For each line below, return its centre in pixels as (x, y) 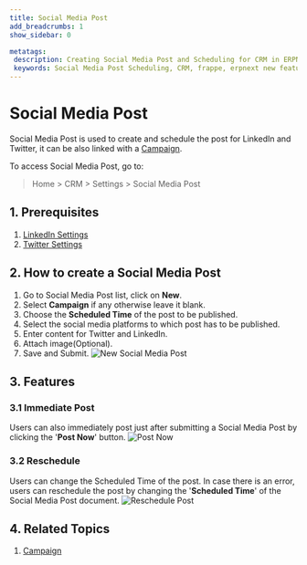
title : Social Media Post (58, 18)
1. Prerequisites (54, 212)
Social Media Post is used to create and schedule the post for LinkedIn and (150, 139)
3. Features (42, 381)
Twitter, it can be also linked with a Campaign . (96, 148)
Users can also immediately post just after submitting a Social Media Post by (153, 428)
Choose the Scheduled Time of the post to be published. (130, 314)
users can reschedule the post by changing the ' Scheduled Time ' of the (145, 490)
